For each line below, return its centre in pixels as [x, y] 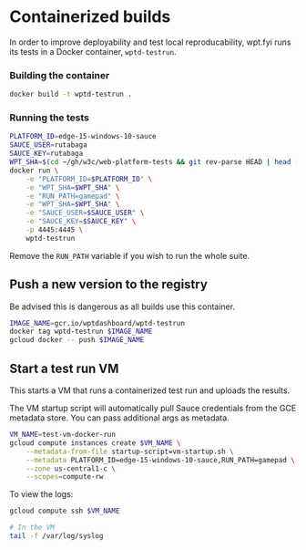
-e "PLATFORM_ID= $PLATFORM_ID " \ [89, 179]
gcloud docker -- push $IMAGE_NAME [77, 340]
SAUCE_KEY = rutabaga [46, 154]
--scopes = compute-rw [65, 477]
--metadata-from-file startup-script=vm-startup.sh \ [130, 451]
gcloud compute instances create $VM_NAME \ [95, 443]
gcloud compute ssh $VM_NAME [65, 511]
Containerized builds [90, 17]
